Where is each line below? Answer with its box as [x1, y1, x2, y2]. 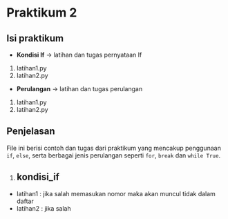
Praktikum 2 [6, 5, 77, 21]
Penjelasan [6, 126, 56, 137]
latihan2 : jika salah [16, 204, 71, 212]
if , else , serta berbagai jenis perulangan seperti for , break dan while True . [6, 151, 221, 160]
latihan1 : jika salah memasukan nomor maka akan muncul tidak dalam [16, 189, 216, 198]
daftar [16, 197, 34, 205]
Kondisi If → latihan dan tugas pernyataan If [16, 50, 142, 59]
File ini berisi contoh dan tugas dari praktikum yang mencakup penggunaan [6, 144, 222, 152]
